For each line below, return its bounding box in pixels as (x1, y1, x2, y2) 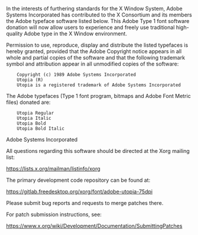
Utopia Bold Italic (17, 126, 65, 132)
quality (6, 30, 23, 37)
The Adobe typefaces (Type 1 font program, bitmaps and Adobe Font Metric (6, 93, 191, 99)
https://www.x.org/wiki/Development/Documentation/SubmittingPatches (6, 223, 183, 229)
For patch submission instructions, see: (6, 211, 102, 218)
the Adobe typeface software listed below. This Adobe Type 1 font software (6, 18, 190, 24)
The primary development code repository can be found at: (6, 177, 151, 184)
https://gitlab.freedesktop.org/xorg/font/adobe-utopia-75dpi (6, 188, 152, 195)
